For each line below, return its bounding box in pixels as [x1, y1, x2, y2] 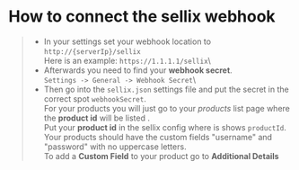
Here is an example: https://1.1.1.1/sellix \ [43, 55, 212, 66]
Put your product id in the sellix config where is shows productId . [43, 121, 286, 132]
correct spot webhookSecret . [43, 93, 147, 104]
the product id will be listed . [43, 112, 150, 123]
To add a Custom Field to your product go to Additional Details [43, 150, 279, 161]
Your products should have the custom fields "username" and [43, 131, 273, 142]
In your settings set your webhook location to [43, 36, 212, 47]
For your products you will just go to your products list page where [43, 103, 291, 113]
